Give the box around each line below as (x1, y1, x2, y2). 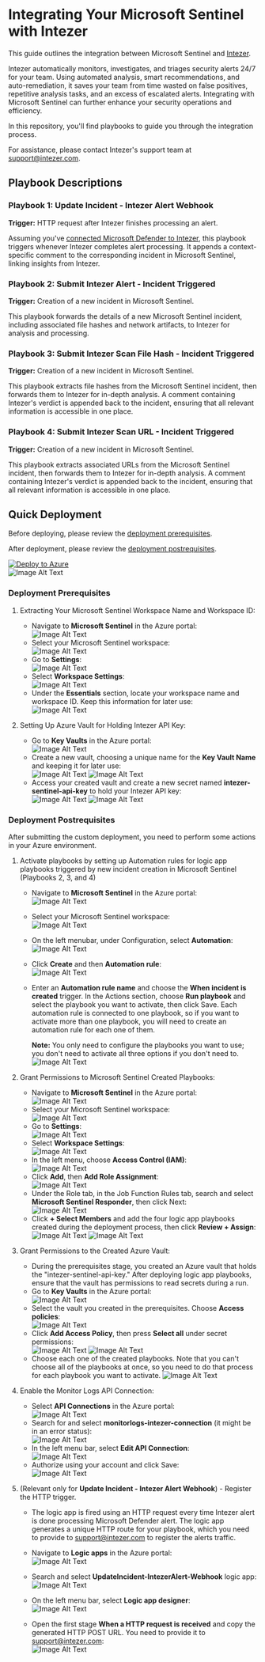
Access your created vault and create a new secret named (31, 778, 223, 787)
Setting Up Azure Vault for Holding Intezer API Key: (19, 720, 186, 729)
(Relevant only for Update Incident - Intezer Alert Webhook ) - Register (19, 1483, 252, 1493)
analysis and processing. (8, 328, 89, 338)
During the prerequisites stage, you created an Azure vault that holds (31, 1261, 257, 1270)
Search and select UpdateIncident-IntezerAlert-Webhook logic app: (31, 1572, 257, 1581)
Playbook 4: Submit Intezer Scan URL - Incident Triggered (8, 426, 235, 437)
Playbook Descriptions (8, 176, 123, 190)
